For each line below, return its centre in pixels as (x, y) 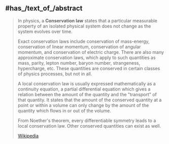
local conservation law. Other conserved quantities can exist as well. (89, 126)
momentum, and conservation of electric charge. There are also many (91, 52)
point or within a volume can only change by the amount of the (83, 105)
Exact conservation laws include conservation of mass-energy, (83, 41)
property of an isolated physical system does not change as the (84, 26)
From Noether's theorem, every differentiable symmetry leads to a (87, 120)
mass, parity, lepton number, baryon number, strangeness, (79, 63)
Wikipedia (28, 136)
